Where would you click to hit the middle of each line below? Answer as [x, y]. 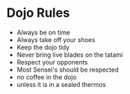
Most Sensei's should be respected [68, 69]
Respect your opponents [52, 62]
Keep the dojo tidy [43, 47]
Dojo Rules [38, 13]
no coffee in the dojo [46, 77]
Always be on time [43, 32]
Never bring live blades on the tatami [70, 55]
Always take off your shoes [56, 39]
